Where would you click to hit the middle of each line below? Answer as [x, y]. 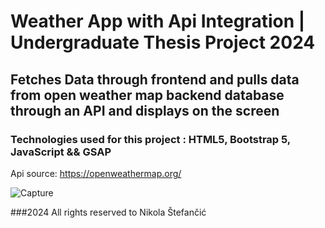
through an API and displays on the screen [145, 110]
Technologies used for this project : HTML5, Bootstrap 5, [150, 139]
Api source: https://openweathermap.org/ [96, 173]
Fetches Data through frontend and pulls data [155, 79]
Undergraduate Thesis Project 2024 [163, 42]
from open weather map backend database [147, 95]
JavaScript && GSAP [61, 152]
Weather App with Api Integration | [158, 21]
